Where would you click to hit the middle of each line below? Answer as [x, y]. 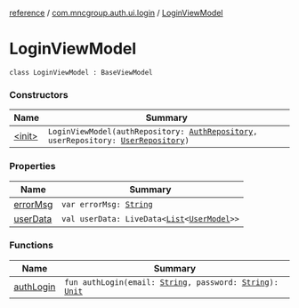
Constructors [39, 94]
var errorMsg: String [107, 204]
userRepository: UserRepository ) [118, 141]
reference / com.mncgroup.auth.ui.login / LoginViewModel [116, 13]
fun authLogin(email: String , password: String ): [171, 282]
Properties [32, 166]
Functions [31, 246]
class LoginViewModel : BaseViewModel [81, 72]
